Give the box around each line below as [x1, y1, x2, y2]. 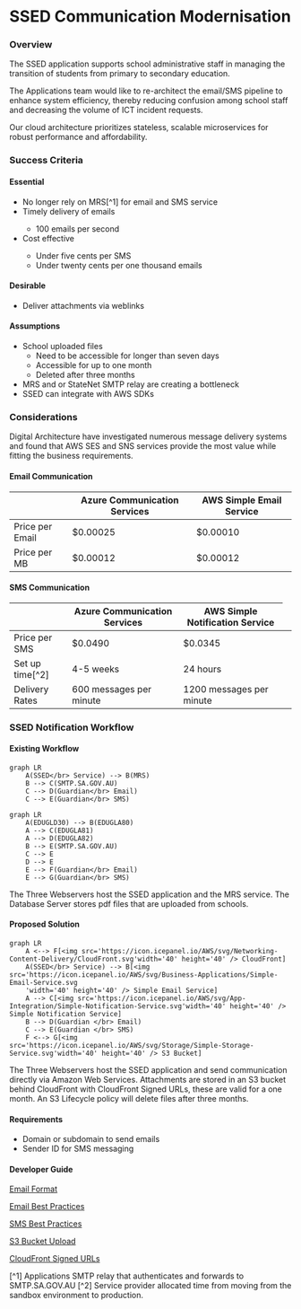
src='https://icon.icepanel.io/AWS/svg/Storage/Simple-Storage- [9, 1041, 254, 1050]
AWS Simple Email [201, 494, 282, 506]
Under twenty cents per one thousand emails [35, 259, 203, 270]
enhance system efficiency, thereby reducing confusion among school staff [9, 95, 288, 106]
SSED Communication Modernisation [9, 6, 291, 27]
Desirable [9, 280, 47, 291]
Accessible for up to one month [35, 360, 152, 371]
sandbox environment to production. [9, 1290, 144, 1301]
